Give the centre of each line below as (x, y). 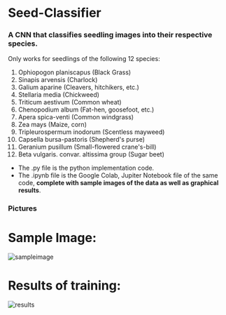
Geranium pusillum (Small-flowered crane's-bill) (87, 147)
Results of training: (64, 285)
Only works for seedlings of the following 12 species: (84, 59)
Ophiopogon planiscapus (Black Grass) (75, 72)
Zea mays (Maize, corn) (52, 125)
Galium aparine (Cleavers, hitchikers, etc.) (78, 87)
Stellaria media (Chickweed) (59, 95)
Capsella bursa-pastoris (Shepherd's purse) (82, 140)
